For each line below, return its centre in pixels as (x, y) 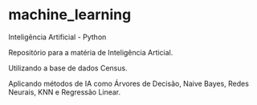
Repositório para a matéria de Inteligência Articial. (91, 52)
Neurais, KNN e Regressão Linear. (65, 92)
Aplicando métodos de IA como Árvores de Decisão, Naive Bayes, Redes (128, 83)
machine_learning (70, 15)
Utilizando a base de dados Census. (68, 68)
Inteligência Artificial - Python (57, 37)
